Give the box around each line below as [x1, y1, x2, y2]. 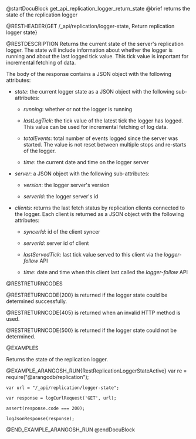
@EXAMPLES [6, 344, 39, 351]
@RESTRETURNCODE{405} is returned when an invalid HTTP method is [6, 309, 181, 316]
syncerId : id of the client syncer [23, 228, 101, 235]
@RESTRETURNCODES [6, 280, 63, 287]
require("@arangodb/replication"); [6, 374, 89, 380]
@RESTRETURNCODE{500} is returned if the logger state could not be [6, 327, 177, 334]
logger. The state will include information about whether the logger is [6, 46, 173, 54]
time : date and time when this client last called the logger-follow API [23, 269, 188, 275]
